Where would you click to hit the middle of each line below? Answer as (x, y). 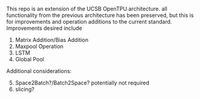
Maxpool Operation (39, 46)
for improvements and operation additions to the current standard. (89, 22)
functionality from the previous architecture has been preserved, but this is (100, 15)
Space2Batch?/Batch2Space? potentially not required (82, 83)
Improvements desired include (44, 28)
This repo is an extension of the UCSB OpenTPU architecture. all (87, 9)
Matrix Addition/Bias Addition (52, 40)
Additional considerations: (39, 71)
